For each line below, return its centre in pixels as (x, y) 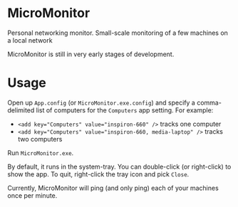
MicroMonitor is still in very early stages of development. (91, 54)
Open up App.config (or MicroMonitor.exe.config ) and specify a (102, 102)
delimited (21, 110)
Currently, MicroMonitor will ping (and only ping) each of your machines (113, 188)
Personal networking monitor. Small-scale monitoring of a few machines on (118, 33)
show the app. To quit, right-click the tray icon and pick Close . (98, 174)
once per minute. (32, 195)
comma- (209, 102)
